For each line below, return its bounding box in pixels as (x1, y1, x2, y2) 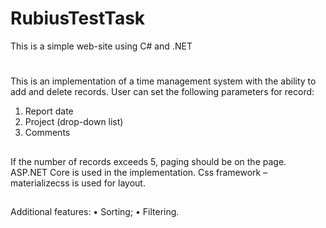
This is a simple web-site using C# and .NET (10, 40, 193, 52)
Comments (24, 127, 71, 139)
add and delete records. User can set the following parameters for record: (10, 86, 315, 98)
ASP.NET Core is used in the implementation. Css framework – (10, 166, 268, 178)
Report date (24, 105, 74, 117)
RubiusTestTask (10, 7, 146, 30)
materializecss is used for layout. (10, 177, 146, 189)
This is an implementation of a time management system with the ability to (10, 75, 317, 87)
